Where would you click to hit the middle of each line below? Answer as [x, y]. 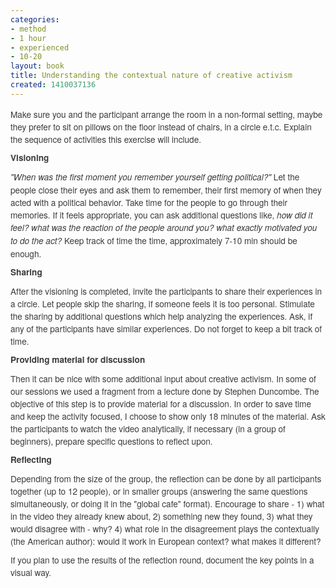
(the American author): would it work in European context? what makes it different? [166, 541]
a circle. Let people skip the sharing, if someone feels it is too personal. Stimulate [162, 303]
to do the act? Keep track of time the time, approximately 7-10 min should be [154, 240]
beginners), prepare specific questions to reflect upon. [111, 441]
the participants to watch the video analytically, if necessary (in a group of [148, 428]
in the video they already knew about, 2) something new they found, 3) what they [161, 516]
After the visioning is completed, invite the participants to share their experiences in [166, 291]
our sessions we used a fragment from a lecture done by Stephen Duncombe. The [165, 391]
